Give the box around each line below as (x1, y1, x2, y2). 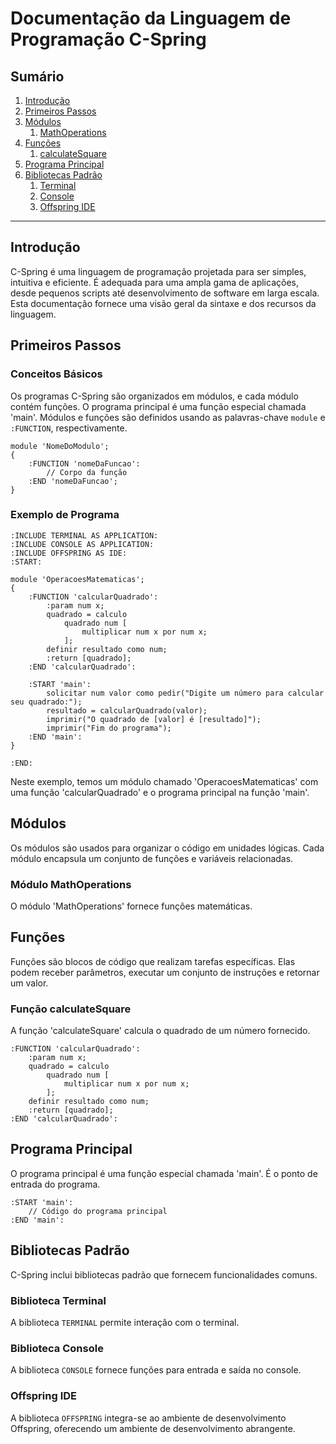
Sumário (10, 68, 65, 85)
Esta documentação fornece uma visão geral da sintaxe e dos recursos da (10, 297, 317, 309)
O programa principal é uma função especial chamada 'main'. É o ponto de (10, 1167, 318, 1179)
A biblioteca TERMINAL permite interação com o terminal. (10, 1316, 240, 1328)
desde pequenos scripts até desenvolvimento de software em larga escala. (10, 287, 320, 299)
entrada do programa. (10, 1178, 101, 1190)
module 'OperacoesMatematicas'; (10, 574, 145, 584)
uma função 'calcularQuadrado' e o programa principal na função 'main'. (10, 786, 310, 798)
